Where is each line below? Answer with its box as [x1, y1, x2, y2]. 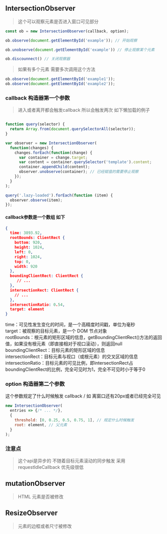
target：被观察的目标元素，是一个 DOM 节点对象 [5, 328, 107, 334]
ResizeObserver [5, 509, 58, 518]
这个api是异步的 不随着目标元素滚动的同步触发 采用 [17, 458, 126, 464]
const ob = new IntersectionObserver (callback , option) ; [5, 28, 129, 34]
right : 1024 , [14, 254, 42, 260]
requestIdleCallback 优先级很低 [17, 464, 84, 470]
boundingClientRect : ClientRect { [10, 273, 83, 279]
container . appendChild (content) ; [18, 164, 90, 170]
